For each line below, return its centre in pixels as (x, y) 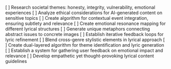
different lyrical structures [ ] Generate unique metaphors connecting (78, 29)
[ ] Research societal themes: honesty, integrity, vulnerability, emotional (80, 7)
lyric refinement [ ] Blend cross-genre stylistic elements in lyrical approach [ (85, 40)
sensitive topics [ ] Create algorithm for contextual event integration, (77, 18)
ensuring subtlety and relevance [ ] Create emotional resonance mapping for (85, 23)
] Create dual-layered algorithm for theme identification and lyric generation (85, 45)
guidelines (16, 61)
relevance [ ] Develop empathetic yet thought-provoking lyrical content (80, 56)
